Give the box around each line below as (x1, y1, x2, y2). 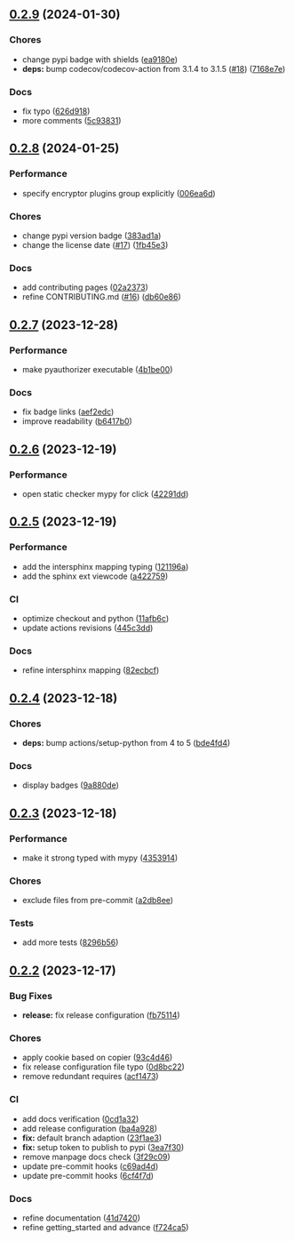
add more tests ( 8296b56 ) (21, 937, 119, 948)
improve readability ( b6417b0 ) (21, 416, 133, 427)
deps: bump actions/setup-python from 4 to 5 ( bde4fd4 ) (21, 737, 231, 748)
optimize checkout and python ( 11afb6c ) (21, 612, 170, 623)
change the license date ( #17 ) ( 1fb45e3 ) (21, 239, 169, 250)
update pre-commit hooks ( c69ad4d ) (21, 1160, 159, 1172)
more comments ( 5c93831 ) (21, 115, 122, 125)
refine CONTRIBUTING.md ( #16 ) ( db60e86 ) (21, 292, 182, 302)
